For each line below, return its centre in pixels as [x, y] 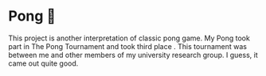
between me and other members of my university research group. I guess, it [133, 55]
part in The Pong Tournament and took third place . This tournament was [127, 46]
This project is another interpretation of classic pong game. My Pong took [129, 38]
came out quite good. [43, 63]
